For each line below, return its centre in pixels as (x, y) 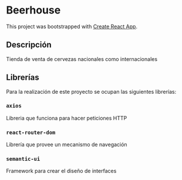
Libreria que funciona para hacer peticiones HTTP (67, 118)
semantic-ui (23, 159)
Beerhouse (33, 10)
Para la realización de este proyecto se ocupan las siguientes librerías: (91, 91)
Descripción (29, 45)
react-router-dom (31, 132)
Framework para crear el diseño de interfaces (61, 171)
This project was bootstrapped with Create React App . (72, 26)
